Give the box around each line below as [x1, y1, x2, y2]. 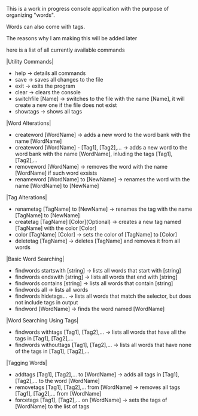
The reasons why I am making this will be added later [6, 35, 138, 41]
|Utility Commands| [6, 58, 54, 65]
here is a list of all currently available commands [6, 46, 125, 53]
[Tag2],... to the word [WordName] [14, 378, 100, 384]
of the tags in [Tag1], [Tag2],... [14, 348, 90, 355]
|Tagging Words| [6, 360, 48, 366]
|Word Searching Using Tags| [6, 317, 79, 324]
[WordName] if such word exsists [14, 169, 98, 176]
